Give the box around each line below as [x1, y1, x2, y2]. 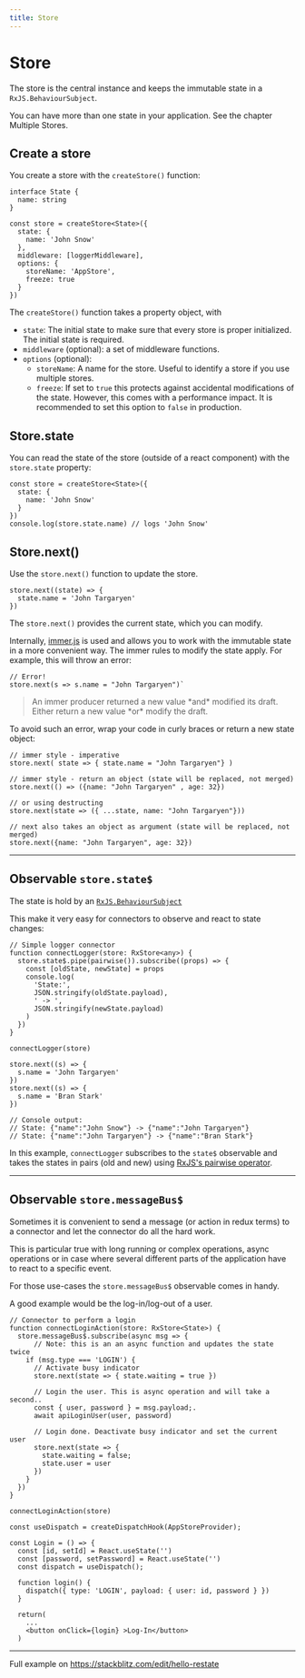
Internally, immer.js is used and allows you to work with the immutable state [9, 636, 292, 646]
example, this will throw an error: [9, 655, 132, 665]
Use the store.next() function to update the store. [9, 568, 199, 578]
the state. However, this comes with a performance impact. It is [35, 392, 273, 403]
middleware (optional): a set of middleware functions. [22, 344, 220, 355]
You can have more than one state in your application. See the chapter [9, 110, 273, 121]
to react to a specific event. [9, 1262, 112, 1273]
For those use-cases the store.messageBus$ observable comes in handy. [9, 1280, 280, 1291]
